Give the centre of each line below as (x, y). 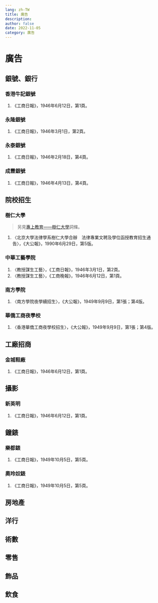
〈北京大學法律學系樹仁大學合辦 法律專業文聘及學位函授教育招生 (79, 238)
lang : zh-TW (17, 10)
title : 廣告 (17, 14)
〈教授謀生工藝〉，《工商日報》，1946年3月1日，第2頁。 (67, 269)
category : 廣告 (20, 33)
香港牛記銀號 (20, 94)
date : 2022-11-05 (23, 28)
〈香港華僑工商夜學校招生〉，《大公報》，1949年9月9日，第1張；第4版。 (84, 327)
